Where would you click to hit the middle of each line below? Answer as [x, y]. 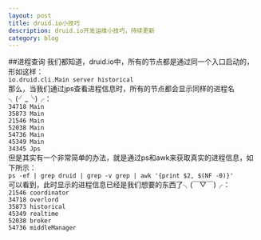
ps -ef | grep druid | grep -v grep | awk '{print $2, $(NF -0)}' [121, 176]
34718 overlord [34, 200]
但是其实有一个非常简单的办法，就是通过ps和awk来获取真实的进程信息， [127, 158]
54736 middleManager [43, 228]
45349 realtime [34, 214]
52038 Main [26, 128]
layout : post [30, 16]
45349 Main [26, 142]
